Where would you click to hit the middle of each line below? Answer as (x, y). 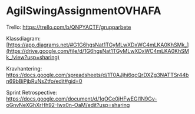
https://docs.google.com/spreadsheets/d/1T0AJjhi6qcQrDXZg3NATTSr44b (97, 75)
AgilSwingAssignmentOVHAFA (84, 11)
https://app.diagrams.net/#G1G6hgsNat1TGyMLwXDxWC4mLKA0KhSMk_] (98, 45)
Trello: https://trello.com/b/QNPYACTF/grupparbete (69, 27)
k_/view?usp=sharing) (33, 57)
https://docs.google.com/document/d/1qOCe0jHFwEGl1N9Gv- (82, 99)
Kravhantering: (24, 68)
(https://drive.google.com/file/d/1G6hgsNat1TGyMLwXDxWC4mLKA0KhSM (98, 51)
